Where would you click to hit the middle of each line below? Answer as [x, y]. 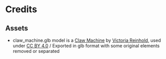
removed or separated [36, 51]
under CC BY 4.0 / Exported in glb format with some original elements [86, 46]
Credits [21, 9]
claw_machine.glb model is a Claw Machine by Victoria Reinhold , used [87, 40]
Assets [17, 28]
